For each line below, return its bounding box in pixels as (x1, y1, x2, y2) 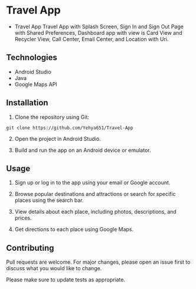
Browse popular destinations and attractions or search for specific (14, 191, 176, 198)
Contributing (6, 243, 54, 253)
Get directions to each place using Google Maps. (14, 226, 134, 233)
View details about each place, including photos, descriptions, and (14, 208, 177, 215)
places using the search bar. (14, 197, 84, 204)
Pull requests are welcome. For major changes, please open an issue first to (6, 258, 191, 265)
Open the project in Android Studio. (14, 135, 102, 142)
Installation (6, 98, 48, 108)
